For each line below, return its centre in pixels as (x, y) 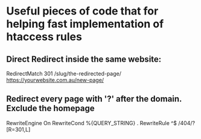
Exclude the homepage (50, 108)
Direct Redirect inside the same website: (84, 59)
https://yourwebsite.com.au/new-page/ (55, 80)
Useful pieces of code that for (82, 11)
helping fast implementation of (85, 24)
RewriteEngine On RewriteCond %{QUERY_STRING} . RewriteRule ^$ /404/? (101, 123)
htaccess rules (44, 37)
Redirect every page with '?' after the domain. (94, 99)
